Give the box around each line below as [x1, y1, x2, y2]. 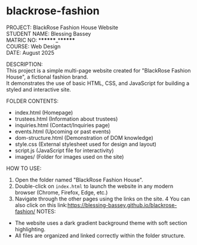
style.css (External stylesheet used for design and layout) [14, 140, 157, 147]
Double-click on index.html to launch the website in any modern [14, 183, 174, 190]
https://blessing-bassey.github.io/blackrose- [67, 201, 177, 209]
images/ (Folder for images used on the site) [14, 153, 124, 160]
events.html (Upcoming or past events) [14, 128, 111, 135]
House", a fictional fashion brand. [6, 73, 88, 80]
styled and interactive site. [6, 86, 72, 93]
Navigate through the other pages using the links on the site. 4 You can [14, 195, 190, 202]
